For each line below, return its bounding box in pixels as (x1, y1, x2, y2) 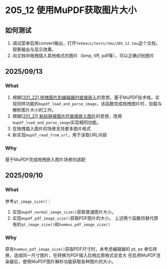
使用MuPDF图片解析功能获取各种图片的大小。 (22, 258, 116, 265)
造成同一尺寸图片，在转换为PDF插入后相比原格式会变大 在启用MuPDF (13, 252, 157, 258)
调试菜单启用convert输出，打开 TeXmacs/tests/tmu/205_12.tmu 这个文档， (12, 40, 161, 46)
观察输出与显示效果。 (12, 46, 56, 52)
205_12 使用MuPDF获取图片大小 (5, 4, 137, 16)
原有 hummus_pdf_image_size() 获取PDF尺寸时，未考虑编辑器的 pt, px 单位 (5, 246, 153, 252)
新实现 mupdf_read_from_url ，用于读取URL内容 (12, 132, 107, 138)
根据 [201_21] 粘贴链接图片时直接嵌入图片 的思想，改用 (12, 113, 122, 119)
